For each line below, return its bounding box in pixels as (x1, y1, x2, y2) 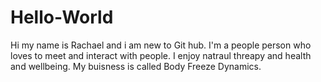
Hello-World (10, 6, 114, 29)
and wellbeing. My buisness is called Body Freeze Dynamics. (10, 60, 262, 72)
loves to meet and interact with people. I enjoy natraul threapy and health (10, 49, 312, 61)
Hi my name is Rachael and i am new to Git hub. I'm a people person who (10, 39, 312, 51)
